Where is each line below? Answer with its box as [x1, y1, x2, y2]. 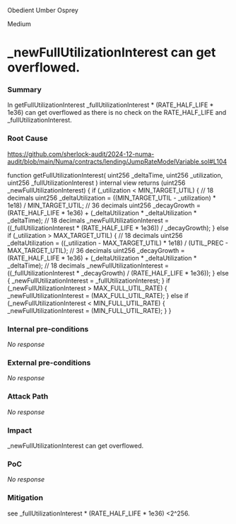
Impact [7, 425, 33, 435]
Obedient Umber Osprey [7, 6, 79, 14]
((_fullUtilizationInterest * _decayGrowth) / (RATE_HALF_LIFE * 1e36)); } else [7, 268, 230, 277]
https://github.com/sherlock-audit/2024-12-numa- [7, 149, 155, 158]
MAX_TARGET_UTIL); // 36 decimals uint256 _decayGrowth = [7, 246, 185, 254]
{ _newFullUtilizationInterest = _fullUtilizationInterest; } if [7, 276, 171, 285]
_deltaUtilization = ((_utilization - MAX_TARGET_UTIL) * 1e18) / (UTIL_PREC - [7, 239, 228, 247]
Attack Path [7, 392, 49, 401]
